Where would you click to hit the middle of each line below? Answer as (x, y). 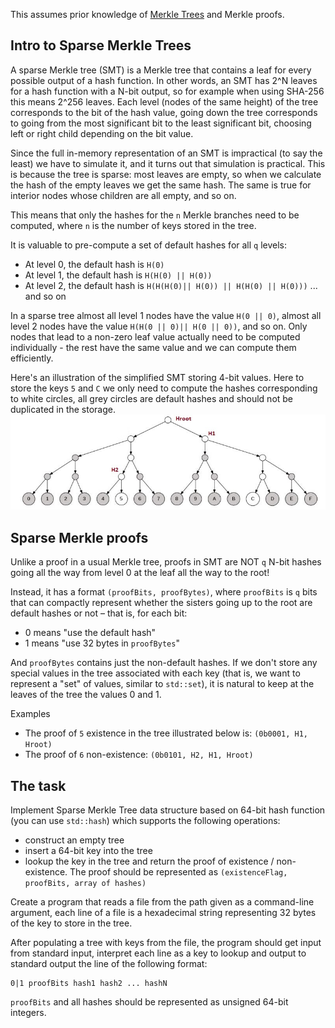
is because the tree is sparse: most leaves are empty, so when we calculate (166, 174)
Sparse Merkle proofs (79, 537)
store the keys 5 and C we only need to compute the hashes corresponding (164, 388)
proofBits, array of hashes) (85, 883)
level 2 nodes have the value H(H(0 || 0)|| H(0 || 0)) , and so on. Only (159, 326)
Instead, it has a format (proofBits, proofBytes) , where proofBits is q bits (164, 592)
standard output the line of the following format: (109, 963)
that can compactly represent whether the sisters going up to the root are (161, 603)
